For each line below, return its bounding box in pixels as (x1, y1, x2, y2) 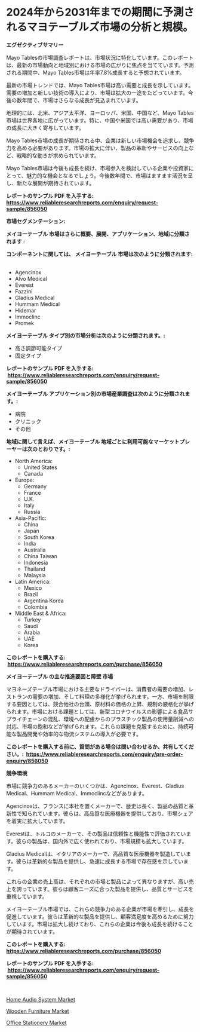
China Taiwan (23, 552, 58, 559)
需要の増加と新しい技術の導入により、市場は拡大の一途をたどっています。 (6, 89, 189, 96)
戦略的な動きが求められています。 (16, 152, 100, 159)
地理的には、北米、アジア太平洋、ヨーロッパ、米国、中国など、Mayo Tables (6, 109, 194, 117)
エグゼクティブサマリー (6, 41, 64, 48)
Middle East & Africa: (14, 610, 67, 617)
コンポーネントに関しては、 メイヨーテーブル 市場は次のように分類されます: (6, 250, 193, 258)
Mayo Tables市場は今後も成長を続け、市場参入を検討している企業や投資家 (6, 164, 189, 172)
